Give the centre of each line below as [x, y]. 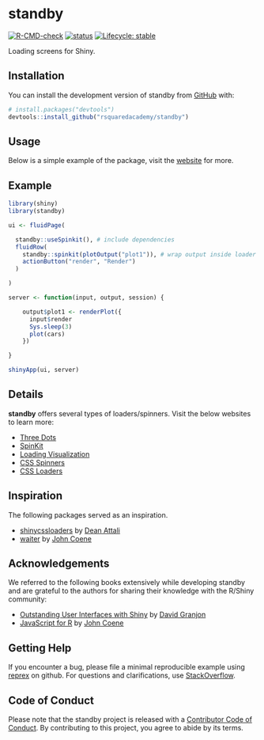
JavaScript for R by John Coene [72, 623]
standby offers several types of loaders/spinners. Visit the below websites [130, 413]
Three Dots [38, 437]
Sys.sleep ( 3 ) [51, 326]
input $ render [51, 319]
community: [28, 599]
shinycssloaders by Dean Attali [70, 530]
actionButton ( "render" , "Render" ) [79, 262]
